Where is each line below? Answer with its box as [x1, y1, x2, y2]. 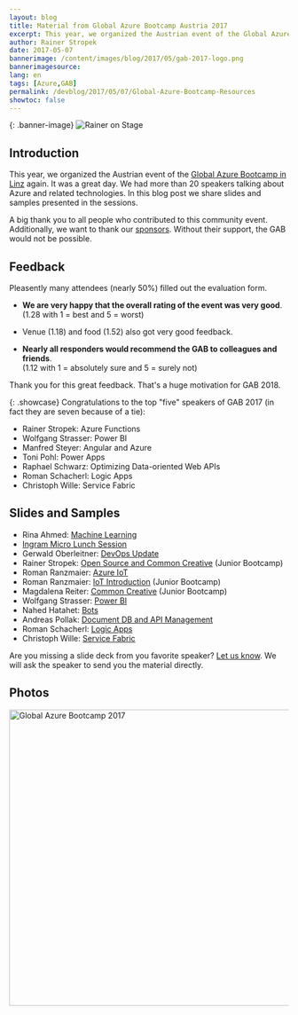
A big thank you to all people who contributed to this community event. [9, 215, 268, 225]
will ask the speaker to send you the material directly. [9, 659, 204, 670]
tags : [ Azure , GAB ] [9, 79, 77, 88]
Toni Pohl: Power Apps [21, 452, 106, 462]
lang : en [9, 71, 42, 80]
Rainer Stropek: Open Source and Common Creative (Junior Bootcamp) [21, 557, 284, 568]
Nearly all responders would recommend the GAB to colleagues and [21, 343, 278, 354]
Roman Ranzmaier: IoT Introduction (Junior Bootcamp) [21, 576, 222, 586]
